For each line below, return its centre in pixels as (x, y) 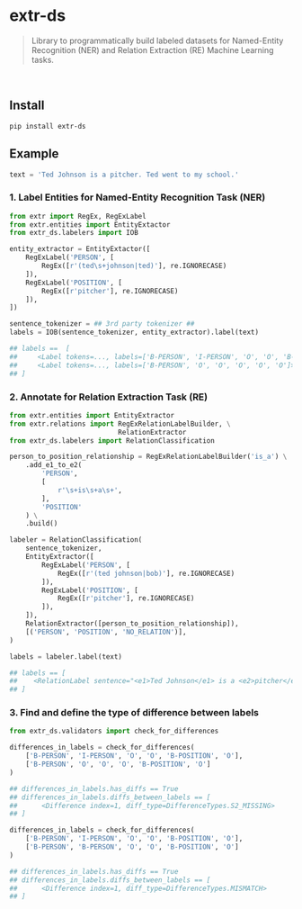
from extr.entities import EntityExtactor (90, 225)
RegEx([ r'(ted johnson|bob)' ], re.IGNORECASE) (146, 573)
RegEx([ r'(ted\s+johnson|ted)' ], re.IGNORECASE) (134, 266)
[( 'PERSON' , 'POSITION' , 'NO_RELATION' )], (106, 632)
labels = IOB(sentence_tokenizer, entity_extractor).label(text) (134, 333)
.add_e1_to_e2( (54, 465)
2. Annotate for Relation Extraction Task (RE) (109, 397)
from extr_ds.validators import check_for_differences (114, 731)
